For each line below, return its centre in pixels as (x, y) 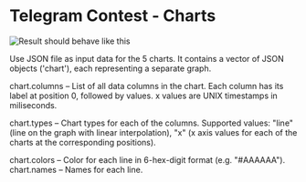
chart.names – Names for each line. (76, 169)
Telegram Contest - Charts (113, 16)
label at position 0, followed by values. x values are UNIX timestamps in (144, 96)
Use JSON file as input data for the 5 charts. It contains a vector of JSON (147, 58)
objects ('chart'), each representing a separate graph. (111, 68)
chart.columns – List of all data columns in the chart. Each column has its (147, 86)
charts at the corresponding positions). (83, 142)
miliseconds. (33, 105)
